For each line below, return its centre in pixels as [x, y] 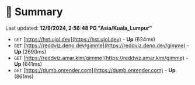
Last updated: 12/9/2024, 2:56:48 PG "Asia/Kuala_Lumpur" [79, 28]
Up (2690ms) [30, 51]
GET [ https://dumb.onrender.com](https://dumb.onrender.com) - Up [95, 70]
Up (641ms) [28, 64]
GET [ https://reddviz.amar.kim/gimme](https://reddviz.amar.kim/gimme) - [101, 58]
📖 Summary [34, 12]
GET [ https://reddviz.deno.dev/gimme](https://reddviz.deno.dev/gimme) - [102, 45]
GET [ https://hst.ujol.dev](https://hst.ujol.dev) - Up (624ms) [85, 39]
